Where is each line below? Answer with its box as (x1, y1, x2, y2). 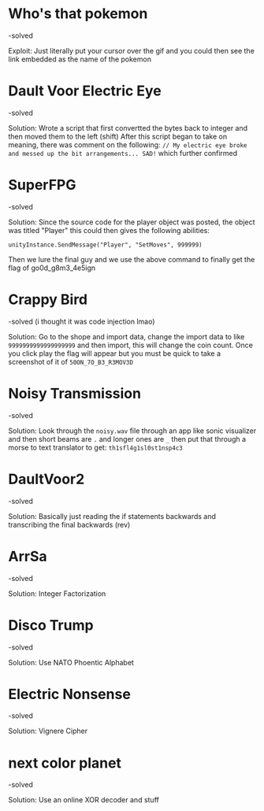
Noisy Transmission (8, 384, 142, 402)
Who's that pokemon (8, 5, 148, 23)
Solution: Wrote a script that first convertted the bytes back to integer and (8, 123, 248, 132)
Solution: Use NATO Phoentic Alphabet (8, 657, 134, 667)
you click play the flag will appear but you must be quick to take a (8, 348, 221, 358)
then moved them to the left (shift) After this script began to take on (8, 131, 227, 141)
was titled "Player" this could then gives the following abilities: (8, 225, 210, 235)
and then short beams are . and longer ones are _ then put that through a (8, 434, 247, 443)
